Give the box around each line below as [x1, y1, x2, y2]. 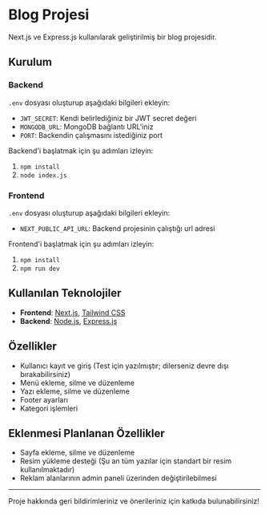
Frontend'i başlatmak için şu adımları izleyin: [8, 239, 155, 249]
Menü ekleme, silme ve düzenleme [19, 378, 134, 387]
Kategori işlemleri [19, 403, 78, 413]
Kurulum [8, 55, 53, 69]
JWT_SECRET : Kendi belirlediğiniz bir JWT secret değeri [19, 113, 197, 123]
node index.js [19, 171, 67, 180]
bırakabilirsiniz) [19, 369, 70, 378]
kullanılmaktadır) [19, 465, 75, 475]
